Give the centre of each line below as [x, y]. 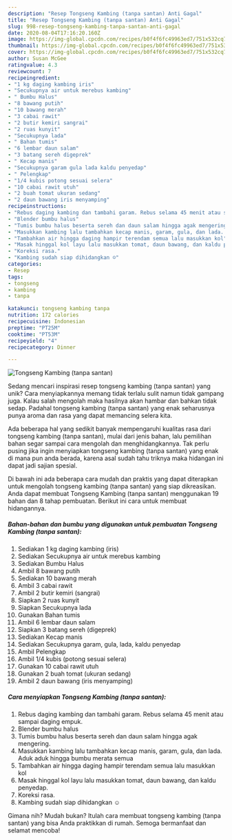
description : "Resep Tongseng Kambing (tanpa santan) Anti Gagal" [105, 13]
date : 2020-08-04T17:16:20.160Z [54, 33]
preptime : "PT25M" [34, 328]
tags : [15, 277]
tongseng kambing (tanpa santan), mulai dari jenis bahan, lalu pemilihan [110, 437]
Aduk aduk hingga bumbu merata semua [75, 758]
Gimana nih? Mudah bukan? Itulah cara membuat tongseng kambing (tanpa [114, 816]
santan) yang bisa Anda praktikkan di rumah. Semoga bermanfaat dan [107, 823]
